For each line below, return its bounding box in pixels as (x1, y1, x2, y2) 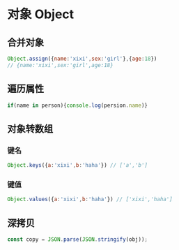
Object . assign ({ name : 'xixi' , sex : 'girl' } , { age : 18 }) (7, 55, 157, 62)
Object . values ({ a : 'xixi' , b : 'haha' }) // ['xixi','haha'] (7, 196, 173, 203)
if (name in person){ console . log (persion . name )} (7, 102, 148, 109)
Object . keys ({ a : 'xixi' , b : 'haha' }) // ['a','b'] (7, 162, 148, 169)
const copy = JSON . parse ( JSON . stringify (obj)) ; (7, 235, 148, 243)
